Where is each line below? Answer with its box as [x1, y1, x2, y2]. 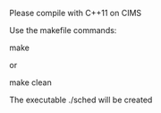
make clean [9, 77, 52, 88]
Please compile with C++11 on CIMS [9, 8, 142, 18]
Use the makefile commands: [9, 25, 117, 35]
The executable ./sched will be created [9, 94, 153, 105]
